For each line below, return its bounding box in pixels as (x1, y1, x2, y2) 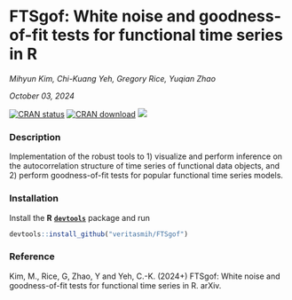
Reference (9, 250, 55, 263)
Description (9, 130, 61, 143)
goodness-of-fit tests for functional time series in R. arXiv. (9, 280, 222, 290)
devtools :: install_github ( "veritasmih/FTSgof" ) (9, 229, 189, 239)
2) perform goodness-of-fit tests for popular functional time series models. (9, 170, 284, 181)
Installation (9, 193, 59, 205)
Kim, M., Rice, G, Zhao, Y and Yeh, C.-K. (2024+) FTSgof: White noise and (9, 271, 280, 281)
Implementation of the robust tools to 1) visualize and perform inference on (9, 151, 282, 162)
